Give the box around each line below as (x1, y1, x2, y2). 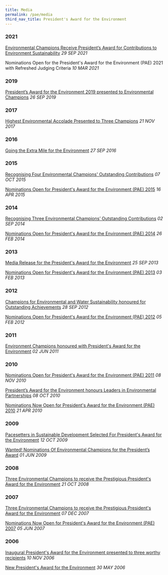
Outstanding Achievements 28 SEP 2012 (5, 304, 89, 310)
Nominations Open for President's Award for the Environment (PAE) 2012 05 (5, 314, 162, 320)
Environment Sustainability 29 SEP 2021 (5, 50, 88, 56)
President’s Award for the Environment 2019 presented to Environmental (5, 89, 154, 95)
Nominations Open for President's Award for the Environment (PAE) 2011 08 (5, 372, 161, 378)
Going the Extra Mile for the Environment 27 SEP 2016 (5, 147, 116, 153)
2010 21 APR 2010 (5, 408, 43, 414)
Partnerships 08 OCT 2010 (5, 393, 60, 399)
